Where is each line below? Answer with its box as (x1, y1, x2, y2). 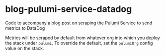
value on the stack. (5, 45, 44, 51)
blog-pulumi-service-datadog (5, 3, 132, 15)
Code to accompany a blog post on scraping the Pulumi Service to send (5, 20, 153, 26)
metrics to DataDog (5, 25, 45, 31)
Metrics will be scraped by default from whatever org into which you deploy (5, 35, 160, 41)
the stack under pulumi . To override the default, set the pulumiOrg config (5, 40, 153, 46)
